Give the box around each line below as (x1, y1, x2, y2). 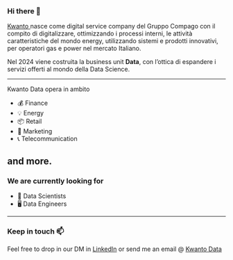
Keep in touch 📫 (7, 226, 64, 236)
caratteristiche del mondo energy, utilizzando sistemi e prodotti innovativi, (7, 37, 218, 45)
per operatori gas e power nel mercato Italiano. (7, 44, 141, 53)
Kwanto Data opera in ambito (7, 85, 90, 93)
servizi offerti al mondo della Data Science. (7, 65, 130, 74)
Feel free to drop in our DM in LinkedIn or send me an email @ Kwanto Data (7, 245, 222, 253)
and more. (7, 155, 53, 167)
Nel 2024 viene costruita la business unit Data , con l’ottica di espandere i (7, 58, 216, 66)
